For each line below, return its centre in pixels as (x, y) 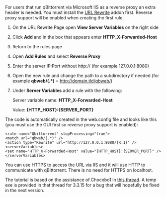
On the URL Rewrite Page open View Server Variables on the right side (85, 27)
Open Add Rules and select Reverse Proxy (56, 56)
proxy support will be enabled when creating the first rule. (65, 18)
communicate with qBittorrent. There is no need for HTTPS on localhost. (79, 170)
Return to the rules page (37, 47)
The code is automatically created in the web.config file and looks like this (81, 119)
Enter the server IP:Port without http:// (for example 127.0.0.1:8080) (81, 66)
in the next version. (25, 190)
